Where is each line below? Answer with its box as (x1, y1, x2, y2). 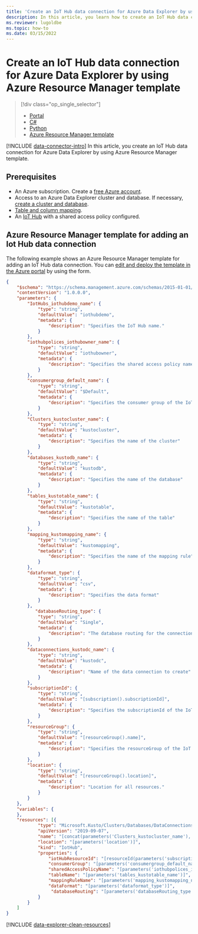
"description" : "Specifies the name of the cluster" (48, 438, 181, 444)
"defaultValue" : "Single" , (37, 619, 104, 625)
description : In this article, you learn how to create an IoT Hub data (6, 14, 189, 20)
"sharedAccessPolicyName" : (48, 867, 115, 873)
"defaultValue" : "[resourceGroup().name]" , (37, 735, 146, 741)
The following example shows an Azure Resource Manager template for (6, 255, 180, 262)
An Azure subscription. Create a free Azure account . (14, 187, 143, 195)
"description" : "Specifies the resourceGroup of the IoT (48, 746, 192, 752)
